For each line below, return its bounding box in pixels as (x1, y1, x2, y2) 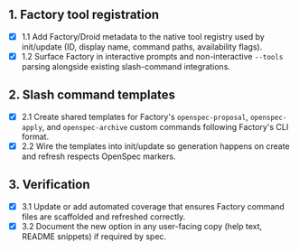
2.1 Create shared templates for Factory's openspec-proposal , (21, 111, 249, 122)
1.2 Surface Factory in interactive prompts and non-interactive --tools (21, 51, 284, 61)
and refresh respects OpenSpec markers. (21, 151, 176, 162)
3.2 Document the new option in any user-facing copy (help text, (21, 220, 263, 231)
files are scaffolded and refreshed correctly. (21, 211, 186, 222)
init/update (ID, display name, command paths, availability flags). (21, 41, 263, 52)
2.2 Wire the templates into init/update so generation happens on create (21, 140, 290, 152)
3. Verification (8, 177, 91, 192)
